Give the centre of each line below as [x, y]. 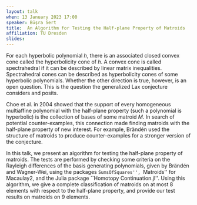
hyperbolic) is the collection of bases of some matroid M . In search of [91, 117]
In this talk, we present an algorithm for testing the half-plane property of [95, 153]
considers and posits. [32, 93]
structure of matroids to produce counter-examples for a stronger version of [98, 135]
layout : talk [22, 11]
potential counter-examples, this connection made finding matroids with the [98, 123]
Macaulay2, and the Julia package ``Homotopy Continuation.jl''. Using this [96, 178]
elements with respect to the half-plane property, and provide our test [91, 191]
